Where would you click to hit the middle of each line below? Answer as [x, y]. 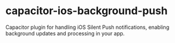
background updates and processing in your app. [65, 33]
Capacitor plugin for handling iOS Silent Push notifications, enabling [87, 27]
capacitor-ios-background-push [87, 11]
